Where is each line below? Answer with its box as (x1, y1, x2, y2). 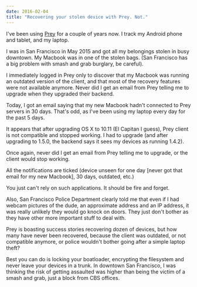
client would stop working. (6, 155, 70, 162)
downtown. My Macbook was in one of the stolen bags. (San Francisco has (6, 54, 188, 61)
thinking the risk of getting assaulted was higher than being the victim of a (6, 268, 186, 275)
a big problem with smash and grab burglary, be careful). (6, 60, 144, 67)
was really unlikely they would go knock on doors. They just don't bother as (6, 208, 189, 215)
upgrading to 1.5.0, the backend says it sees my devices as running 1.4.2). (6, 138, 185, 145)
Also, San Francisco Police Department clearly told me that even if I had (6, 196, 179, 203)
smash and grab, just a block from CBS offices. (6, 274, 120, 281)
